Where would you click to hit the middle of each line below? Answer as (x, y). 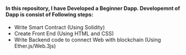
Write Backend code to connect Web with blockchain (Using (87, 40)
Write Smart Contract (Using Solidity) (59, 27)
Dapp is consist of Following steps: (49, 14)
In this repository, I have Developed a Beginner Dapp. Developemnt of (93, 8)
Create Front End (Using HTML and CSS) (64, 34)
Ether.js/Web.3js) (35, 46)
